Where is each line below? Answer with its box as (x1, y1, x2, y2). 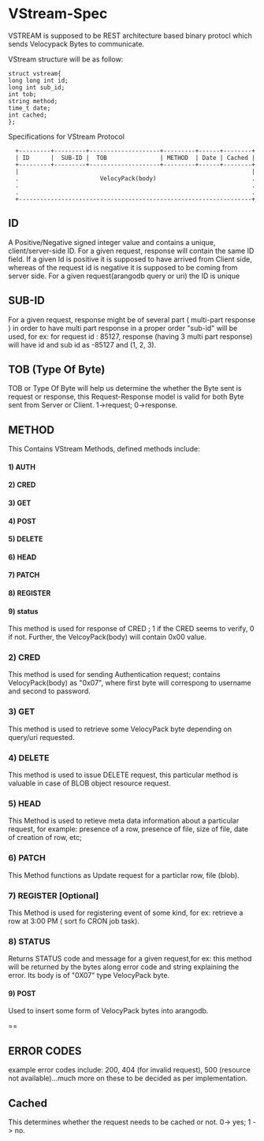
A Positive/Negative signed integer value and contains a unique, (8, 237, 216, 247)
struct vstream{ (8, 69, 61, 77)
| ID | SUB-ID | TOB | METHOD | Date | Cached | (15, 154, 256, 162)
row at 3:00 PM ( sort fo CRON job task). (8, 916, 140, 926)
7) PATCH (8, 570, 40, 580)
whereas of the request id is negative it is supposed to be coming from (8, 262, 238, 272)
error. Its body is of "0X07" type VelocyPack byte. (8, 971, 170, 980)
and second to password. (8, 686, 91, 696)
